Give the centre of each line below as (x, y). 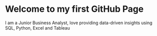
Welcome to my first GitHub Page (74, 9)
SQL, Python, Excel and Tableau (38, 28)
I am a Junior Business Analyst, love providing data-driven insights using (79, 23)
